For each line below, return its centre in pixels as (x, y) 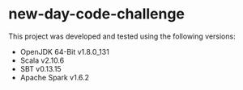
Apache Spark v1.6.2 (55, 77)
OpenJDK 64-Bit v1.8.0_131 (64, 51)
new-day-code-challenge (96, 14)
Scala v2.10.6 (42, 60)
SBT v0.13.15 (41, 68)
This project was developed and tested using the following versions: (122, 36)
